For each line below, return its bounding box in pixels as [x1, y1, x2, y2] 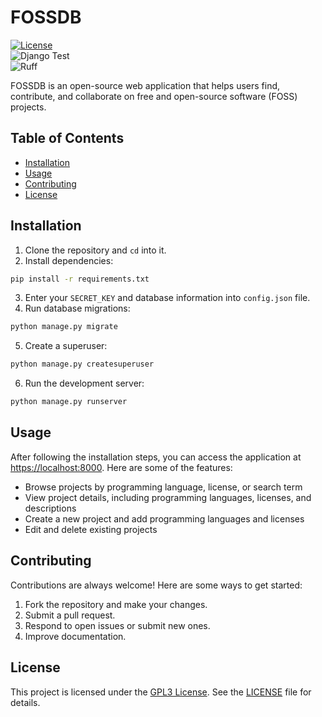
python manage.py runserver [10, 397, 128, 407]
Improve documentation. [24, 630, 127, 642]
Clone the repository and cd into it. [24, 244, 167, 256]
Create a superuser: [24, 340, 108, 352]
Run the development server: [24, 377, 145, 390]
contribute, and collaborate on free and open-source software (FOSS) [10, 90, 298, 102]
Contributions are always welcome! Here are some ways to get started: [10, 579, 303, 591]
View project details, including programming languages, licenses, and [24, 491, 312, 503]
